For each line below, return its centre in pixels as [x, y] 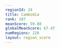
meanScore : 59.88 [23, 24]
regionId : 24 [19, 10]
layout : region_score [28, 38]
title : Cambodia [22, 14]
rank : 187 [16, 19]
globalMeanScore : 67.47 [30, 28]
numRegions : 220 [22, 33]
